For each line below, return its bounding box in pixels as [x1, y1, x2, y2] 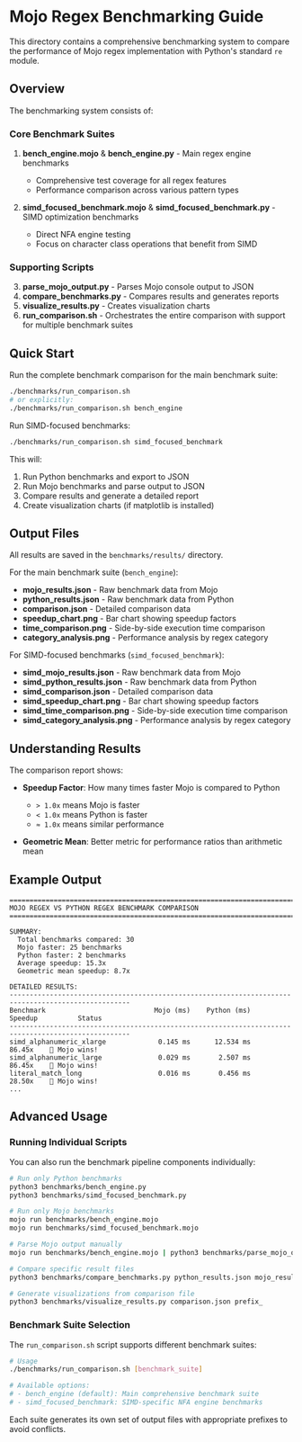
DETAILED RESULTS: [9, 982, 78, 991]
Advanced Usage [9, 1109, 108, 1124]
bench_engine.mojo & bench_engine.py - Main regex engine [22, 148, 252, 159]
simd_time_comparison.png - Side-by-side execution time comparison [22, 705, 289, 716]
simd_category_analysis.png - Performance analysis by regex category [22, 715, 291, 726]
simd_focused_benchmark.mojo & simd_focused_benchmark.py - [22, 202, 276, 213]
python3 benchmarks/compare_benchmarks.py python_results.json [9, 1273, 252, 1282]
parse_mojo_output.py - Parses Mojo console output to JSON [22, 282, 254, 292]
